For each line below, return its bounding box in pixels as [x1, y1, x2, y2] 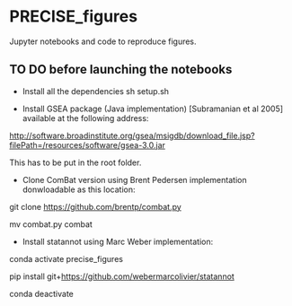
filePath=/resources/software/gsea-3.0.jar [9, 139, 166, 150]
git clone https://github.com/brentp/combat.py [9, 201, 181, 212]
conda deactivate [9, 288, 75, 299]
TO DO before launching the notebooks [9, 62, 233, 77]
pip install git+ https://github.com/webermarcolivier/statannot [9, 271, 235, 282]
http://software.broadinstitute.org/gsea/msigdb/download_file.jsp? [9, 130, 255, 141]
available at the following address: [22, 112, 149, 123]
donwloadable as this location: [22, 184, 136, 195]
